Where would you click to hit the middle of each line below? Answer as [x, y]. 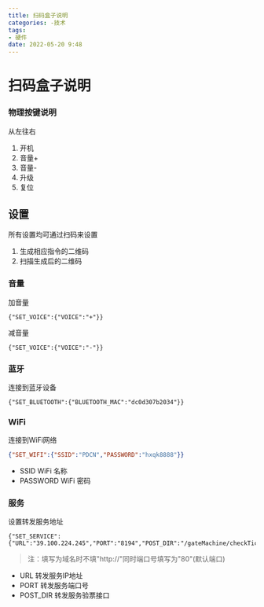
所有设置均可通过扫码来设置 [53, 235]
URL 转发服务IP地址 [51, 576]
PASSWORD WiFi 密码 [55, 481]
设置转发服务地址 [36, 522]
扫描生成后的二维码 [51, 261]
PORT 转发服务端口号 [54, 586]
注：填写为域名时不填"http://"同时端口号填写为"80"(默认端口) [126, 559]
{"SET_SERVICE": [35, 537]
